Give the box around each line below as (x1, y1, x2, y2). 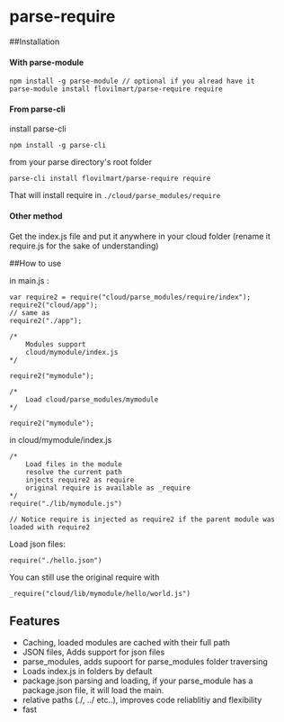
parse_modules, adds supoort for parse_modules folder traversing (22, 656, 268, 667)
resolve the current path (25, 467, 123, 476)
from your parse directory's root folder (9, 157, 153, 167)
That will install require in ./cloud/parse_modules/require (9, 190, 221, 201)
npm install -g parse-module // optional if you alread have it (9, 77, 255, 86)
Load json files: (9, 538, 66, 549)
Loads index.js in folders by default (22, 666, 153, 677)
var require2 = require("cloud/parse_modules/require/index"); (9, 293, 252, 302)
